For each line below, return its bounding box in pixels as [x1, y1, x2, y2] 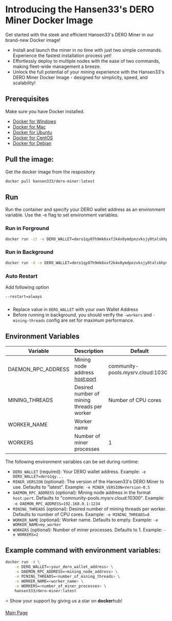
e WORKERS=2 [12, 532, 38, 537]
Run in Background [5, 248, 54, 255]
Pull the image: [5, 155, 54, 164]
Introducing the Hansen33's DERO [5, 4, 155, 15]
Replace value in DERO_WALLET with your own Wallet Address [12, 306, 138, 312]
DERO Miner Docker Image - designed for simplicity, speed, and [12, 74, 148, 80]
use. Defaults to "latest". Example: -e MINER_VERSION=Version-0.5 [12, 484, 150, 490]
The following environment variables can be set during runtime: [5, 459, 139, 465]
